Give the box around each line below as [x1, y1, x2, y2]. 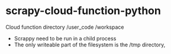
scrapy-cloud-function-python [5, 4, 161, 18]
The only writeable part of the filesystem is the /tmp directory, [14, 41, 166, 48]
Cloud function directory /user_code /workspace [5, 23, 124, 31]
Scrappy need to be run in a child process [14, 35, 117, 42]
